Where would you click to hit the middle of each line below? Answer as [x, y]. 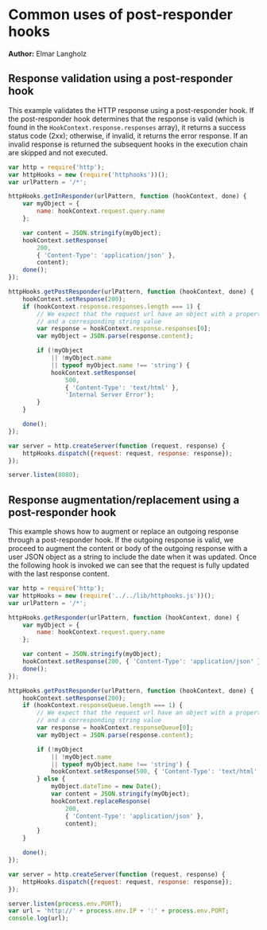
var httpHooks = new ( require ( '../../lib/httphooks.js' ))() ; [112, 596]
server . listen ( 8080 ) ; [44, 475]
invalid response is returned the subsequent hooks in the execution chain [128, 144]
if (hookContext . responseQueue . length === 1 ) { [103, 705]
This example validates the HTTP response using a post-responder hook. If [131, 110]
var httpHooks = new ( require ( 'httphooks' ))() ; [89, 174]
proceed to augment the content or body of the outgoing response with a [128, 549]
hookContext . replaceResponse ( [101, 801]
